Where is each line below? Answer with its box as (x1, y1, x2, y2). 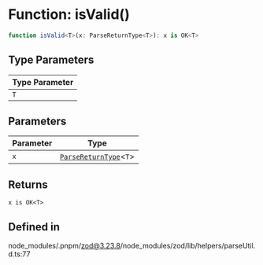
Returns (8, 178, 49, 191)
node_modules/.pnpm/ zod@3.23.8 (8, 241, 120, 251)
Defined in (8, 220, 61, 234)
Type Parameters (8, 53, 94, 67)
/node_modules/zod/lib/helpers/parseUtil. (120, 241, 256, 251)
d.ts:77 (8, 249, 31, 259)
